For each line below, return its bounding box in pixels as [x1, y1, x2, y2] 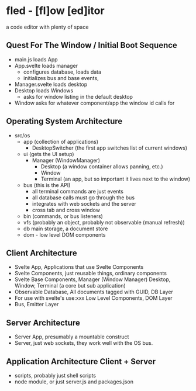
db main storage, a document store [23, 225, 108, 232]
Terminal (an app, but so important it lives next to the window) [40, 175, 191, 182]
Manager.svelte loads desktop [14, 81, 88, 88]
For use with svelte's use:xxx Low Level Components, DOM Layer [14, 295, 173, 302]
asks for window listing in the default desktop [23, 93, 133, 100]
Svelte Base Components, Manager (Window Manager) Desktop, [14, 276, 171, 283]
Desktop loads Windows [14, 86, 74, 94]
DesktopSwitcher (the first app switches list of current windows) [32, 144, 188, 151]
